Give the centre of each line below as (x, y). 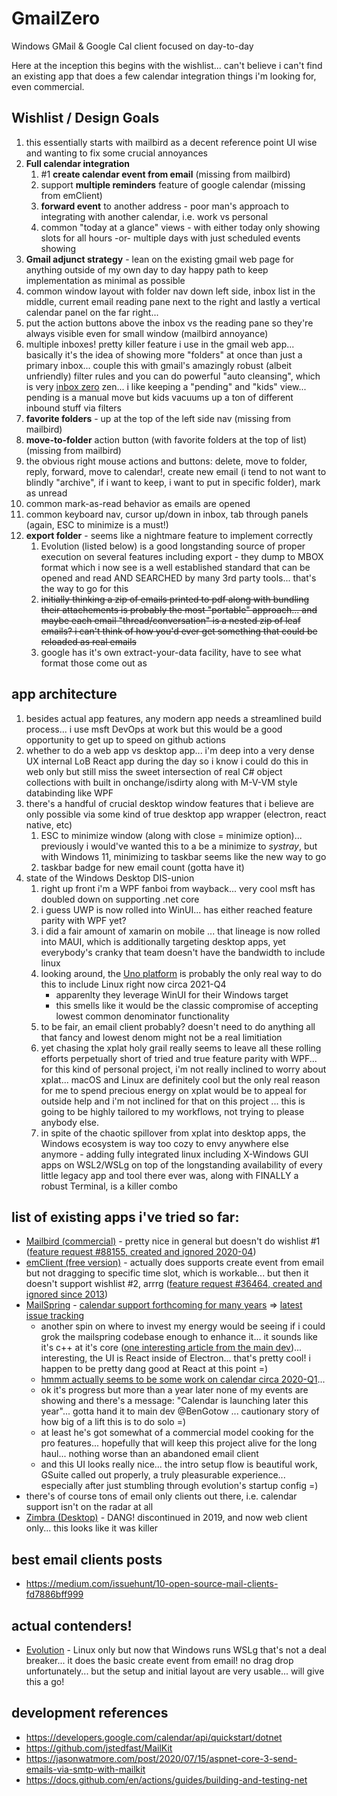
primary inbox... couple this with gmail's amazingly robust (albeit (159, 365)
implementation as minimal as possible (105, 280)
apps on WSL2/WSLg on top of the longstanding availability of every (181, 1164)
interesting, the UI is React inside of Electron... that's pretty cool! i (175, 1358)
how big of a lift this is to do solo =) (113, 1422)
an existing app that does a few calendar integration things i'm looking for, (164, 76)
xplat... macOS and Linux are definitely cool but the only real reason (180, 1079)
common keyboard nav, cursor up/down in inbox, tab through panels (167, 514)
